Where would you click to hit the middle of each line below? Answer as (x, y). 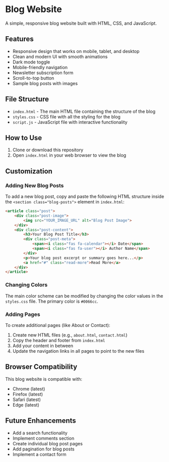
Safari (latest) (27, 400)
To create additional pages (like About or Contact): (58, 325)
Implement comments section (43, 438)
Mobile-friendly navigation (40, 67)
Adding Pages (23, 314)
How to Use (24, 138)
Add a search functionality (40, 433)
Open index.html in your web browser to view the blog (69, 155)
